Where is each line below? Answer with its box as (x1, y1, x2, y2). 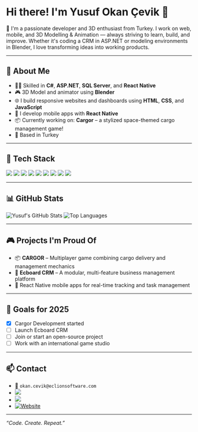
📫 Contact (6, 364, 47, 374)
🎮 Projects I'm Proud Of (6, 235, 97, 245)
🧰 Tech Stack (6, 154, 55, 164)
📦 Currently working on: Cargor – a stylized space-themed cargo (14, 116, 175, 123)
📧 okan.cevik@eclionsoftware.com (14, 382, 97, 390)
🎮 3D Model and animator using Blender (14, 88, 115, 95)
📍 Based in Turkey (14, 131, 59, 138)
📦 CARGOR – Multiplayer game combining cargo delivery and (14, 255, 166, 262)
